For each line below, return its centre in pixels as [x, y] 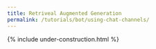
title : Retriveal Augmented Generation [65, 13]
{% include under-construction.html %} [63, 39]
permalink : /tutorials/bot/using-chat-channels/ [78, 20]
